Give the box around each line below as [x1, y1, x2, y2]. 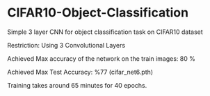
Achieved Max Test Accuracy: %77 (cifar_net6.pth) [7, 68, 154, 76]
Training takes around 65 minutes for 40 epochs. [7, 81, 147, 89]
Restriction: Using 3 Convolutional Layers [7, 41, 126, 49]
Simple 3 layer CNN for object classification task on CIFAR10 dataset [7, 28, 203, 36]
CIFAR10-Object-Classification [7, 5, 189, 21]
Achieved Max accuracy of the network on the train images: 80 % [7, 54, 196, 63]
